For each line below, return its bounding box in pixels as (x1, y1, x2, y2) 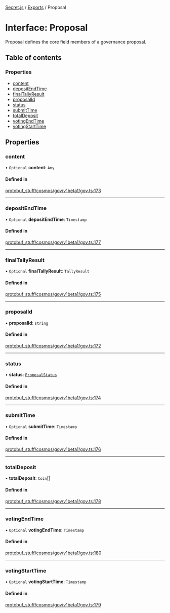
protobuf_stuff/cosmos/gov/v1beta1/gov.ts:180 (5, 550, 102, 556)
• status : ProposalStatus (5, 372, 57, 378)
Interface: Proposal (5, 22, 88, 33)
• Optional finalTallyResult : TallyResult (5, 268, 90, 274)
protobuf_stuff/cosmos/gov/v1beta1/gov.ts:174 (5, 395, 101, 401)
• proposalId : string (5, 320, 49, 326)
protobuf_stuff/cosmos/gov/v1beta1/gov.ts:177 (5, 239, 101, 245)
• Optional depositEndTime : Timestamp (5, 216, 87, 222)
